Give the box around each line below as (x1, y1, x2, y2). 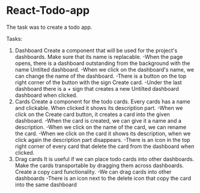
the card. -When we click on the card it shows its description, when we (14, 130, 191, 137)
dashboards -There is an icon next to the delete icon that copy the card (14, 174, 192, 182)
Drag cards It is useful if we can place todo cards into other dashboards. (14, 155, 195, 162)
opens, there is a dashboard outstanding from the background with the (14, 60, 190, 67)
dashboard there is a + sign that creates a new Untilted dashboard (14, 85, 179, 92)
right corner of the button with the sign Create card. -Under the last (14, 79, 182, 86)
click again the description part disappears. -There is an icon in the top (14, 136, 190, 143)
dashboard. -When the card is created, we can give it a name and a (14, 117, 182, 124)
